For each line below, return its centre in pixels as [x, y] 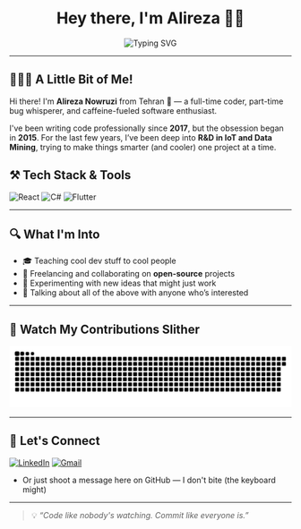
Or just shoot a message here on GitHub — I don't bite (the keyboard [149, 480]
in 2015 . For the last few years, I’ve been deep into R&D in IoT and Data [141, 137]
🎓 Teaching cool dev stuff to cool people [99, 261]
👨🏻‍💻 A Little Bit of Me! [71, 80]
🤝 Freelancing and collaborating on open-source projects [129, 274]
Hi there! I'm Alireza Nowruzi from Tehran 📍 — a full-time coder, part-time [146, 101]
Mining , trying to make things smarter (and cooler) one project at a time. [143, 147]
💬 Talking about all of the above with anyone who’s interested [135, 293]
